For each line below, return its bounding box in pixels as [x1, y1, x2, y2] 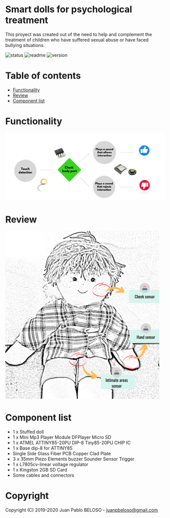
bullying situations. [5, 42, 45, 48]
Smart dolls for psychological [5, 4, 132, 15]
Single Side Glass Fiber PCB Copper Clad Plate [12, 450, 111, 456]
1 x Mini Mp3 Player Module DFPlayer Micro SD [12, 434, 111, 440]
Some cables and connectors [12, 472, 75, 478]
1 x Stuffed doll [12, 429, 44, 435]
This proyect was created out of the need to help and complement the [5, 31, 152, 37]
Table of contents [5, 70, 81, 82]
